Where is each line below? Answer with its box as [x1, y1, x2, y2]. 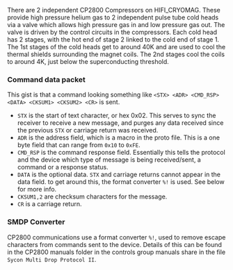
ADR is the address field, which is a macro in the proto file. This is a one [17, 133, 220, 142]
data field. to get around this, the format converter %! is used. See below [17, 178, 225, 186]
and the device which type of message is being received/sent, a [17, 155, 202, 164]
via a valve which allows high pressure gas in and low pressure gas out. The [7, 21, 225, 28]
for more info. [17, 185, 57, 194]
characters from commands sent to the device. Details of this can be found [7, 240, 223, 248]
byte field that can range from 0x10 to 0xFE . [17, 141, 140, 149]
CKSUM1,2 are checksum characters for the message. [17, 192, 168, 201]
